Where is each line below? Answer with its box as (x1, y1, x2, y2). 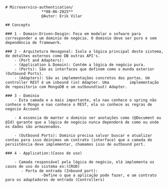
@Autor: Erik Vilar (41, 14, 82, 19)
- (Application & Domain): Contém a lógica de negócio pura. (14, 62, 145, 67)
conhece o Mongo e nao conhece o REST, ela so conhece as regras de (5, 102, 152, 107)
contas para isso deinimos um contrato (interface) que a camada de (5, 137, 152, 143)
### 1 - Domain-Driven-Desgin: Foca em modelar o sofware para (5, 31, 141, 36)
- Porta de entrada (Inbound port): (21, 168, 98, 173)
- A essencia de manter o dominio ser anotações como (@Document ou (14, 115, 161, 120)
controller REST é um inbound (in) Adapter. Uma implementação (5, 80, 159, 85)
